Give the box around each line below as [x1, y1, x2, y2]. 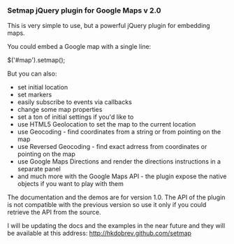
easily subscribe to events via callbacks [17, 98, 133, 106]
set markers [17, 90, 52, 99]
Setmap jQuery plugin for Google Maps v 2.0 [7, 6, 162, 15]
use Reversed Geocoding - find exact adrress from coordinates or [17, 143, 207, 151]
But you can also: [7, 69, 57, 78]
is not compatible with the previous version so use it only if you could [7, 201, 207, 209]
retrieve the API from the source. [7, 208, 101, 217]
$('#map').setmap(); [7, 56, 66, 64]
